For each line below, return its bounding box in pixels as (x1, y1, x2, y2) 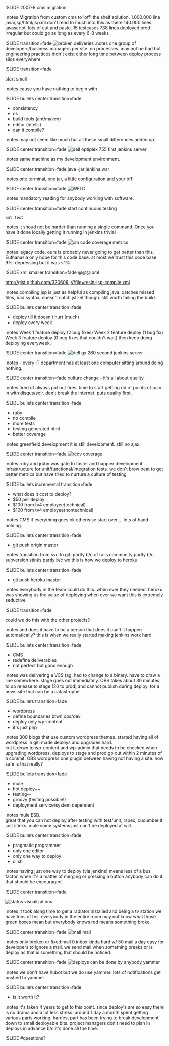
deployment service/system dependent (12, 802, 94, 808)
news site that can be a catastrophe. (5, 689, 81, 694)
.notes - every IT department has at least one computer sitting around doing (5, 359, 163, 366)
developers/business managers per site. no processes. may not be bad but (5, 46, 161, 51)
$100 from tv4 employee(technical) (12, 502, 86, 508)
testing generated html (12, 426, 60, 432)
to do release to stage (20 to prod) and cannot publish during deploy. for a (5, 683, 160, 689)
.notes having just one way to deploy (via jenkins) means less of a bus (5, 868, 151, 874)
